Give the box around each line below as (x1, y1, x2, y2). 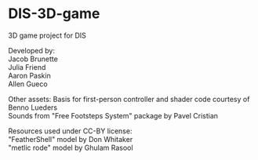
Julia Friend (8, 62, 46, 71)
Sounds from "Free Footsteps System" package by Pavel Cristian (8, 111, 218, 120)
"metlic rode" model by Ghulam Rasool (8, 143, 133, 152)
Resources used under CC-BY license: (8, 126, 133, 136)
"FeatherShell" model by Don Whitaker (8, 134, 133, 144)
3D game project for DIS (8, 31, 86, 40)
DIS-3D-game (8, 5, 100, 23)
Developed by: (8, 45, 55, 55)
